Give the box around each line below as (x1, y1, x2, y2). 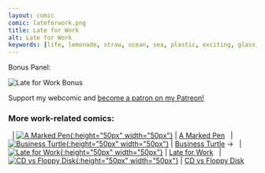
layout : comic (8, 11, 55, 20)
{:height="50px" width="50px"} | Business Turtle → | (65, 139, 242, 149)
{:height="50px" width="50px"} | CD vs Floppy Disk (75, 156, 244, 166)
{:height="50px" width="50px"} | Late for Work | (60, 148, 222, 157)
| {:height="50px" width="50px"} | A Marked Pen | (11, 131, 233, 141)
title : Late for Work (8, 26, 80, 34)
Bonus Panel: (8, 62, 51, 72)
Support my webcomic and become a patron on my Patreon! (8, 93, 205, 103)
